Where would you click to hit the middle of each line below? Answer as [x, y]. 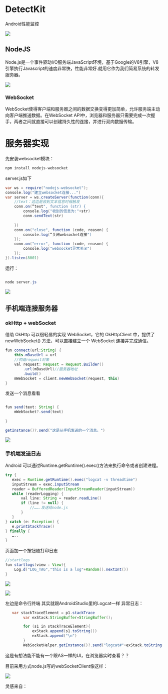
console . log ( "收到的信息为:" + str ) [57, 211]
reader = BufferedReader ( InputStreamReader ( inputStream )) [73, 489]
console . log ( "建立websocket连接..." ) [43, 192]
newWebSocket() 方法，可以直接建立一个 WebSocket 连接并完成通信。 [78, 341]
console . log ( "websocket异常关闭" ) [57, 249]
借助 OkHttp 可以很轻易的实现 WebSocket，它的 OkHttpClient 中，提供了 [80, 335]
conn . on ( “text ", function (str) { [50, 207]
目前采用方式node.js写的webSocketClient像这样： [56, 666]
